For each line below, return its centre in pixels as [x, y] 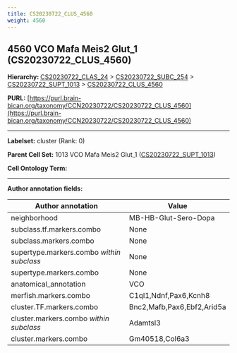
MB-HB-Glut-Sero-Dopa [172, 218]
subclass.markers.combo [53, 241]
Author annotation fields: [45, 189]
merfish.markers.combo [50, 296]
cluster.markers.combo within [60, 318]
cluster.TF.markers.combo [55, 307]
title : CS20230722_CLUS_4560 [50, 14]
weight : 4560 [26, 20]
